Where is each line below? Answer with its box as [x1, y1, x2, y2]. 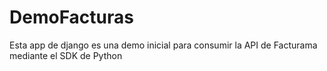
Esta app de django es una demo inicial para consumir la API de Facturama [9, 39, 318, 51]
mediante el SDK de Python [9, 49, 123, 61]
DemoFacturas [9, 6, 134, 29]
